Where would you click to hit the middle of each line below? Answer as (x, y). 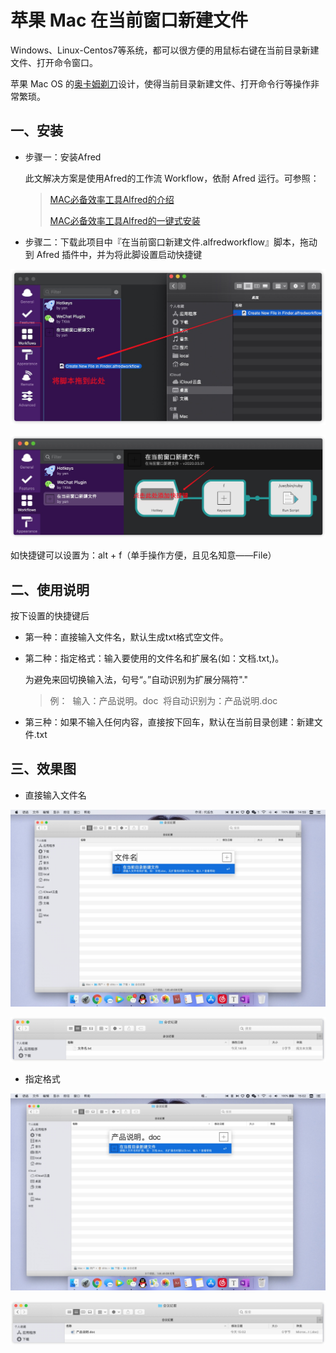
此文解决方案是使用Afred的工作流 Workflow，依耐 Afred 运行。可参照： (172, 178)
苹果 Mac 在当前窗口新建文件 (129, 20)
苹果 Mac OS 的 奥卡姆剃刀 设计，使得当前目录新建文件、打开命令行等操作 (161, 83)
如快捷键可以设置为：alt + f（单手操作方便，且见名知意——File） (143, 555)
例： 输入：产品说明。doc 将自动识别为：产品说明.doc (163, 700)
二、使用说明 (50, 589)
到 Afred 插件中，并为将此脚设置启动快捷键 (113, 254)
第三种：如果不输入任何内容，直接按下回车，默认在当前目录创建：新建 (169, 722)
